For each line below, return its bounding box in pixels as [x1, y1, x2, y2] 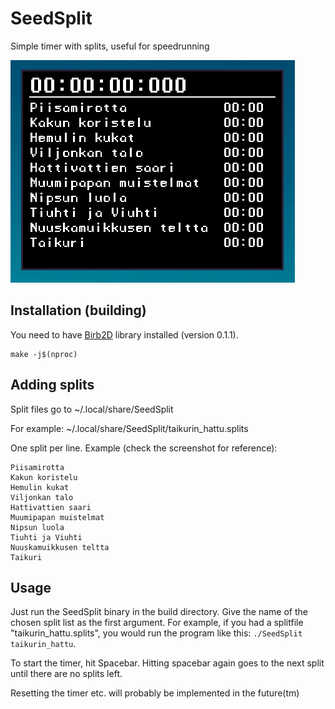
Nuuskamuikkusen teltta [10, 542, 110, 552]
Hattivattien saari [10, 502, 92, 512]
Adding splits [10, 377, 95, 394]
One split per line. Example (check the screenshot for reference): [10, 442, 278, 454]
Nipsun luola [10, 522, 65, 532]
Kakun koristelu [10, 472, 78, 482]
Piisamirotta [10, 462, 65, 472]
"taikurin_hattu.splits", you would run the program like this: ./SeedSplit [10, 627, 303, 639]
